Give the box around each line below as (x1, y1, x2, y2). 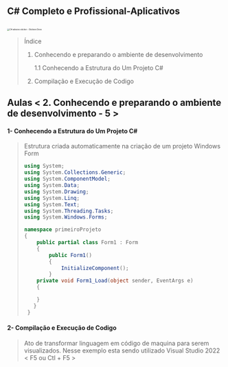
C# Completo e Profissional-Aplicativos (7, 5, 181, 17)
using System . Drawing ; (23, 188, 89, 195)
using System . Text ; (23, 201, 80, 208)
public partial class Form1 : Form (36, 239, 139, 246)
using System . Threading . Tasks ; (23, 208, 114, 214)
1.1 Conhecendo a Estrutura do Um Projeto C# (34, 63, 163, 71)
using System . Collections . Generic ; (23, 169, 126, 176)
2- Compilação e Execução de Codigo (7, 324, 117, 332)
